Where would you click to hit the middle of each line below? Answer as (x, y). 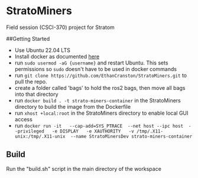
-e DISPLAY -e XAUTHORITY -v (93, 131)
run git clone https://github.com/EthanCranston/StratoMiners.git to (101, 75)
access (23, 119)
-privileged (29, 131)
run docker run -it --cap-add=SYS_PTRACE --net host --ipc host (99, 125)
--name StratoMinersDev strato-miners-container (132, 136)
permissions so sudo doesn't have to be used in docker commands (96, 69)
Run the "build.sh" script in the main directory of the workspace (84, 169)
